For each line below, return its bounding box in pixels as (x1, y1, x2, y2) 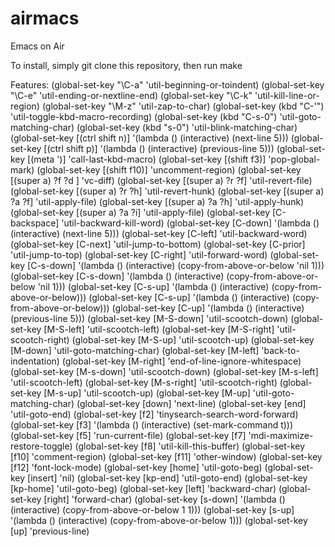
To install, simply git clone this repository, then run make (10, 59, 243, 71)
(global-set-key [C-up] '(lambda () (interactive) (111, 302, 305, 314)
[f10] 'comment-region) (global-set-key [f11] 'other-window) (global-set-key (10, 450, 323, 462)
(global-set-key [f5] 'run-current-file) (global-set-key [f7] (10, 429, 247, 441)
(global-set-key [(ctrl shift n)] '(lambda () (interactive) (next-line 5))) (10, 132, 289, 144)
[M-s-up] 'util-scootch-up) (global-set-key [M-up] (43, 387, 251, 399)
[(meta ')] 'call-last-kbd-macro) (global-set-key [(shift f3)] (27, 153, 267, 165)
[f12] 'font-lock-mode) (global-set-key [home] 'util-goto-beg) (10, 461, 263, 473)
